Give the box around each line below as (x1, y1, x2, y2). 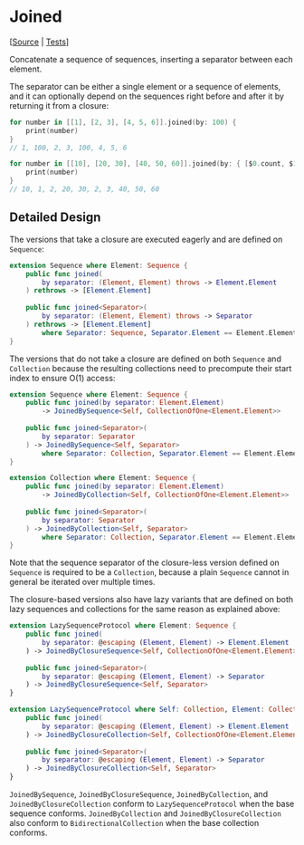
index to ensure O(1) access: (9, 372, 116, 383)
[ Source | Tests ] (9, 36, 70, 47)
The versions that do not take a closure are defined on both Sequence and (9, 353, 282, 364)
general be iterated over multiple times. (9, 577, 156, 588)
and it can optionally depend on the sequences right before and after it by (9, 91, 285, 101)
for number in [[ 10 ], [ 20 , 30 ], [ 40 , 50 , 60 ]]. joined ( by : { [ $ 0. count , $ (9, 159, 294, 168)
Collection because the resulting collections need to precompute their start (9, 362, 292, 373)
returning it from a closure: (9, 100, 109, 110)
